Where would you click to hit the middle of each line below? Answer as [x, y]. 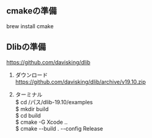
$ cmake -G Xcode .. [41, 122]
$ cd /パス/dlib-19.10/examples [54, 102]
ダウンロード [31, 75]
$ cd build [28, 115]
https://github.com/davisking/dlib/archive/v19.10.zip [80, 82]
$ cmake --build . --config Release [59, 128]
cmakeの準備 [32, 11]
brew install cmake [30, 26]
